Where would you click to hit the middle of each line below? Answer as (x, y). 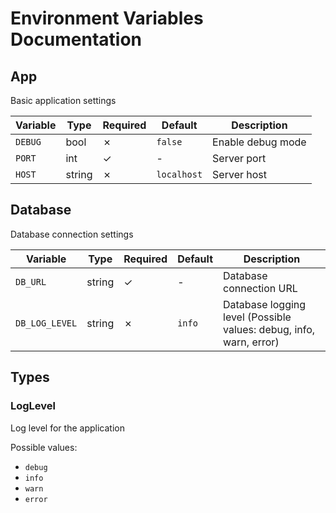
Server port (239, 158)
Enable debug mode (259, 142)
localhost (179, 174)
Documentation (76, 39)
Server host (240, 174)
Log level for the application (67, 428)
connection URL (260, 288)
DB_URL (31, 281)
